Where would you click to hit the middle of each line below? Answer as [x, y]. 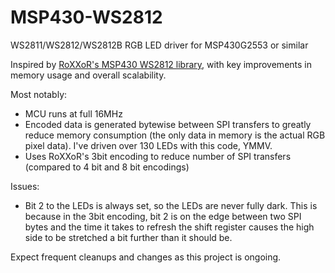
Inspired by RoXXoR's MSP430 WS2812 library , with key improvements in [161, 64]
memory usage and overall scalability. [88, 75]
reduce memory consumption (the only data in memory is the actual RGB [175, 135]
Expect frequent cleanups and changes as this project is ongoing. [146, 257]
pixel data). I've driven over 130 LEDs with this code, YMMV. [148, 145]
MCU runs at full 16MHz [73, 113]
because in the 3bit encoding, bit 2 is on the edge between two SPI [163, 216]
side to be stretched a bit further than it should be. [128, 237]
